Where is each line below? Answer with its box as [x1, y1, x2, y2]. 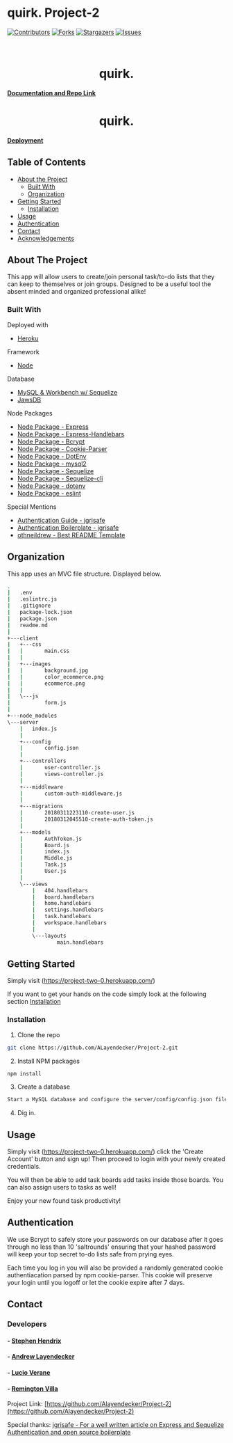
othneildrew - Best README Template [17, 530, 126, 539]
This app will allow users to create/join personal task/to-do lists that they [7, 273, 215, 281]
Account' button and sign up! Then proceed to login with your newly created [7, 1155, 225, 1163]
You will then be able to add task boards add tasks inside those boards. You [7, 1176, 224, 1184]
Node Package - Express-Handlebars [17, 429, 125, 438]
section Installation [7, 998, 61, 1006]
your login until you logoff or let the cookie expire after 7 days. [7, 1278, 185, 1286]
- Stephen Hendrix [7, 1336, 62, 1345]
